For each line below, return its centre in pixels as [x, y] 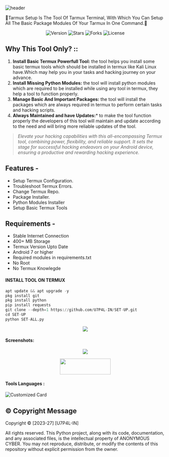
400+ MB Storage [31, 241]
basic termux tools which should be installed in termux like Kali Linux [84, 67]
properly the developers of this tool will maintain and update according [87, 121]
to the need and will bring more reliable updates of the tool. [75, 126]
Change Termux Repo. [36, 192]
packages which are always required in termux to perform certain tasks [87, 104]
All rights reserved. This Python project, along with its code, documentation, [85, 433]
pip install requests [28, 305]
